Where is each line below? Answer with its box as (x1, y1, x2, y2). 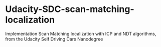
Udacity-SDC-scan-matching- (5, 3, 134, 15)
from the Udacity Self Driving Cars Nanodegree (5, 36, 103, 42)
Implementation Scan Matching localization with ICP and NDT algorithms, (5, 30, 156, 36)
